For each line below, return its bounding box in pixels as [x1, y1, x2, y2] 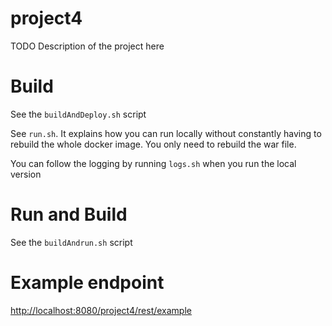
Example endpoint [10, 272, 165, 294]
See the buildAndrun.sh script [10, 236, 133, 248]
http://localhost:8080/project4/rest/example [10, 304, 192, 316]
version [10, 168, 42, 180]
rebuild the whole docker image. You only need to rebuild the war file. [10, 138, 297, 150]
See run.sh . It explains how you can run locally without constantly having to [10, 127, 322, 139]
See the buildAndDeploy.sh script [10, 108, 147, 120]
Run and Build [10, 203, 128, 226]
